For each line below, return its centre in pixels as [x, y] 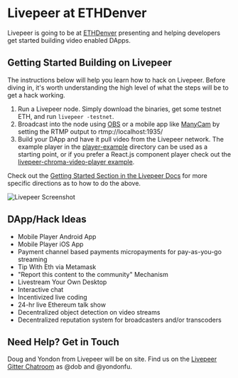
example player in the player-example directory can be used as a [113, 147]
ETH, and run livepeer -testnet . [66, 116]
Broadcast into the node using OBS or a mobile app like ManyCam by [119, 124]
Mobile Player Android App [57, 236]
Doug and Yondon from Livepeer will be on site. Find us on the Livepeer [112, 359]
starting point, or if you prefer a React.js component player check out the [124, 154]
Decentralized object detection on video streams [89, 312]
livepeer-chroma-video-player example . [76, 162]
